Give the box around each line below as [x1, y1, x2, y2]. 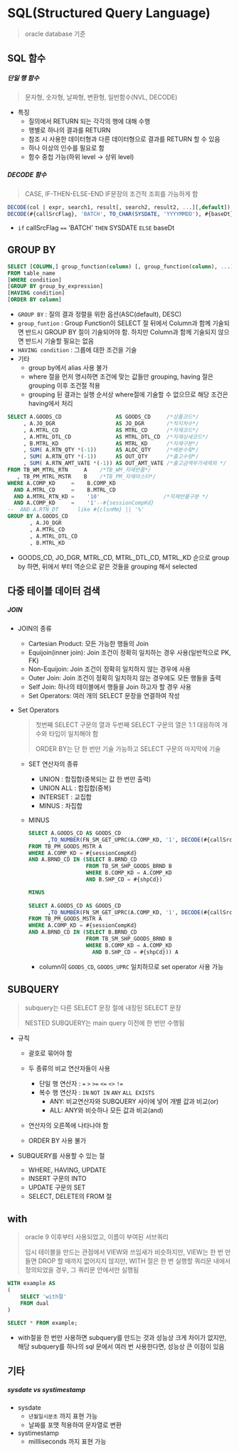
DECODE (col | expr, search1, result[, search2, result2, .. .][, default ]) [7, 204, 231, 211]
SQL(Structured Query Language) [7, 5, 211, 21]
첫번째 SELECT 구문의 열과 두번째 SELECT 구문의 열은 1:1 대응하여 [35, 720, 221, 729]
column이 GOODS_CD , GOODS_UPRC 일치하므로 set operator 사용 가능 [38, 962, 224, 971]
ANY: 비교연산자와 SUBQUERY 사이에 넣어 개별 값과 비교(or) [49, 1097, 219, 1105]
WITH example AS [7, 1280, 55, 1287]
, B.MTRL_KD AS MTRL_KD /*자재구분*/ [23, 440, 199, 447]
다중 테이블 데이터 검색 [7, 585, 101, 597]
